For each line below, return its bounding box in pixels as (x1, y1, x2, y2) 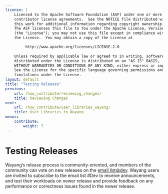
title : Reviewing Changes (14, 96, 68, 101)
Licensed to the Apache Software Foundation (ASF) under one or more (14, 12, 162, 17)
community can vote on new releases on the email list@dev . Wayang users (5, 167, 159, 173)
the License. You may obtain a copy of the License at (14, 36, 133, 41)
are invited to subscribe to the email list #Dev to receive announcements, (5, 172, 156, 178)
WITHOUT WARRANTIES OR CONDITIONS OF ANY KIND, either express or (14, 63, 155, 68)
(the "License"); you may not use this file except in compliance (14, 31, 155, 36)
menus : (5, 114, 19, 119)
